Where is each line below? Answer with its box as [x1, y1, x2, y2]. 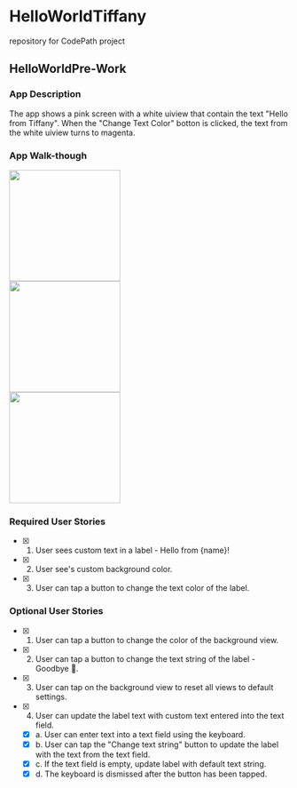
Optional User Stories [9, 605, 104, 617]
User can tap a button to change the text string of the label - [35, 653, 255, 664]
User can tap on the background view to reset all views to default [35, 681, 274, 692]
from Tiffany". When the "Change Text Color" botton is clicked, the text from [9, 117, 288, 128]
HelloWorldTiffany [9, 6, 147, 27]
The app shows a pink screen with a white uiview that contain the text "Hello [9, 108, 288, 119]
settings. [35, 691, 67, 702]
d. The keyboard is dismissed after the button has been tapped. [35, 768, 268, 779]
